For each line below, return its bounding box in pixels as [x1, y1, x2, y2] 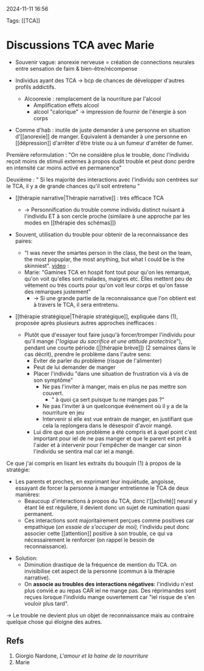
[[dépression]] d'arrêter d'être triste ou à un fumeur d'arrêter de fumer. [15, 139, 194, 146]
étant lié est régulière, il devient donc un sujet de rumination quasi [24, 503, 190, 511]
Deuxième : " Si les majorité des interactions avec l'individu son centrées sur [6, 176, 199, 183]
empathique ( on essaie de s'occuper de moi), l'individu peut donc [24, 523, 190, 530]
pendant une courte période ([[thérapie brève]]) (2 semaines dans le [24, 344, 196, 351]
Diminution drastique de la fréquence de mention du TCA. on [24, 561, 177, 568]
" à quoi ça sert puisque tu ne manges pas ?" [51, 396, 165, 403]
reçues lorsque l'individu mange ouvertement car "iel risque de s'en [24, 593, 195, 600]
